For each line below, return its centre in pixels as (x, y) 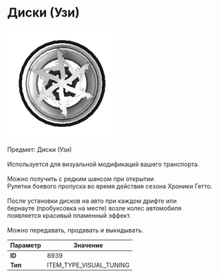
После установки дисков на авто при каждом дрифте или (92, 201)
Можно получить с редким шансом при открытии (81, 179)
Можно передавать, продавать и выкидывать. (75, 230)
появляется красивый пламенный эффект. (69, 215)
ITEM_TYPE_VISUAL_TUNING (88, 265)
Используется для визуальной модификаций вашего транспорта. (103, 164)
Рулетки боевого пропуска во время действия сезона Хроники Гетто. (110, 186)
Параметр (25, 246)
